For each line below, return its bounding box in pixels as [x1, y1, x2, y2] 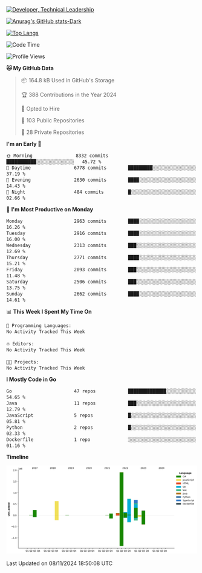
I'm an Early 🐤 [6, 141, 42, 147]
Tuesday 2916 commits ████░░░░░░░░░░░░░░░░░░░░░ [6, 230, 197, 236]
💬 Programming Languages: [6, 323, 71, 329]
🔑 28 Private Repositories [21, 128, 85, 136]
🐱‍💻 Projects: [6, 359, 39, 365]
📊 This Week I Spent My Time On [6, 308, 92, 315]
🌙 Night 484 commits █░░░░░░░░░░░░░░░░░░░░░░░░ [6, 189, 197, 195]
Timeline [6, 454, 29, 460]
